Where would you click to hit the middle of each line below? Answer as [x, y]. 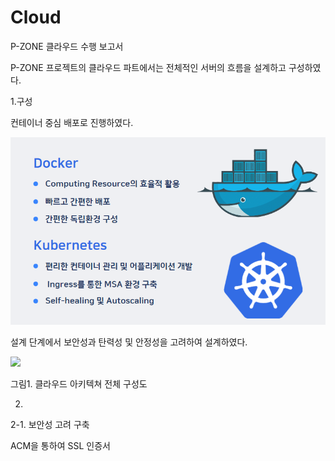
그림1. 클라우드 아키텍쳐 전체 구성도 [79, 384]
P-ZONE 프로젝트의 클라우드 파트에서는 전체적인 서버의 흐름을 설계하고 [148, 67]
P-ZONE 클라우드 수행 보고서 [67, 46]
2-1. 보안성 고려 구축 [50, 425]
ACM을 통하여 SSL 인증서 [60, 446]
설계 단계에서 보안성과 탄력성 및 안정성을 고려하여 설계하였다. [129, 342]
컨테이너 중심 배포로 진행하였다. [72, 122]
